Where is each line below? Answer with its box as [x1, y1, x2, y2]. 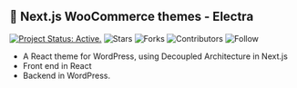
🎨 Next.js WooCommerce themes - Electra [9, 9, 254, 24]
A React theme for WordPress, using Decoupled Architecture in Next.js [22, 51, 289, 62]
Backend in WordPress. [22, 70, 111, 81]
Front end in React [22, 60, 92, 71]
